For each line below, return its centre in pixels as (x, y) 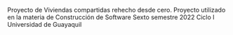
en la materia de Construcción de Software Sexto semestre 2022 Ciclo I (111, 17)
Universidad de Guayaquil (45, 24)
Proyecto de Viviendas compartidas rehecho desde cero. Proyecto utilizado (116, 10)
